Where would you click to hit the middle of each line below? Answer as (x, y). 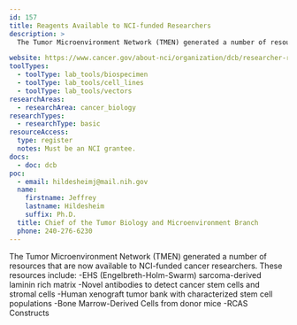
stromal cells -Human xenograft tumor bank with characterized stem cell (141, 294)
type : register (45, 141)
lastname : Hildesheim (65, 206)
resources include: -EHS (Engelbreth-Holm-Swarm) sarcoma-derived (136, 275)
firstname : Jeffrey (61, 198)
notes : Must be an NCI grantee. (77, 149)
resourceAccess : (39, 132)
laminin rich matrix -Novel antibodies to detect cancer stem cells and (135, 284)
